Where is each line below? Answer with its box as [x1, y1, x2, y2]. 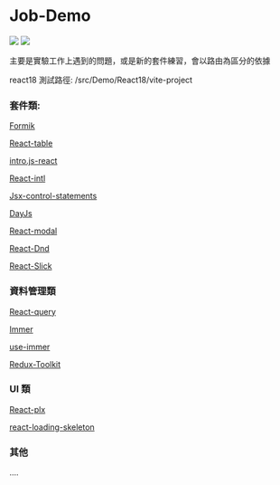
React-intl [9, 173, 46, 184]
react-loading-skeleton [9, 422, 95, 433]
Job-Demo [9, 5, 91, 26]
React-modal [9, 225, 58, 236]
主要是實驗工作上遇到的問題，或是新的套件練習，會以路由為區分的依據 [9, 55, 271, 66]
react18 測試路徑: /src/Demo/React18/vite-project [9, 74, 192, 85]
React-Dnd [9, 243, 50, 254]
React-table [9, 138, 53, 149]
